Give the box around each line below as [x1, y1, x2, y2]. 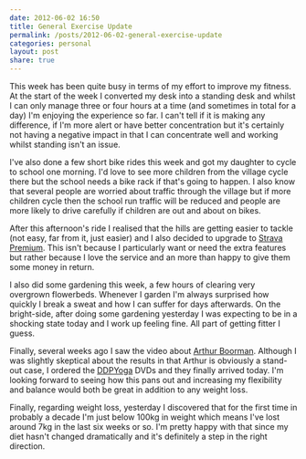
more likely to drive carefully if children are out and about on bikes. [9, 205, 262, 215]
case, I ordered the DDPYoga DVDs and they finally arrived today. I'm [24, 365, 284, 375]
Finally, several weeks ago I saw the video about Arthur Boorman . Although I [9, 346, 297, 356]
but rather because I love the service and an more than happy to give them [9, 252, 290, 263]
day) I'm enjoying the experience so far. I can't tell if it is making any [9, 110, 266, 120]
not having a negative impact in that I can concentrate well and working [9, 130, 279, 140]
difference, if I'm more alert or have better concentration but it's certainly [9, 120, 285, 130]
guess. [9, 328, 35, 339]
